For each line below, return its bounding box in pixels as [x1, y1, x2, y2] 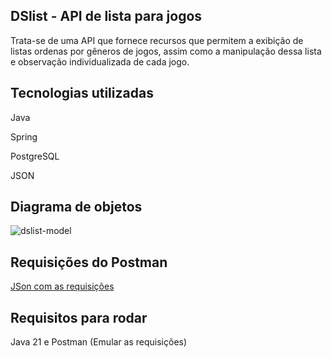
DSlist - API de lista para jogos [10, 8, 203, 25]
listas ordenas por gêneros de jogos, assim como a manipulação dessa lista [10, 45, 322, 57]
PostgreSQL [10, 150, 60, 162]
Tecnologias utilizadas [10, 85, 154, 102]
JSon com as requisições [10, 280, 115, 293]
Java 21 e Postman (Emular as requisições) [10, 336, 188, 348]
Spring [10, 130, 38, 143]
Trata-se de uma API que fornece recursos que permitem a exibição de [10, 34, 304, 46]
